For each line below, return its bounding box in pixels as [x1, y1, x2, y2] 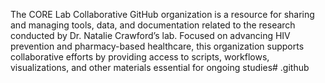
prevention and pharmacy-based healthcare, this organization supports [10, 40, 305, 52]
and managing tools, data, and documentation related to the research [10, 19, 296, 31]
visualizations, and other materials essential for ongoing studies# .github [10, 62, 310, 73]
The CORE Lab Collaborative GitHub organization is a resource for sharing [10, 9, 315, 20]
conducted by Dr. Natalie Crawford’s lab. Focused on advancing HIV [10, 30, 291, 41]
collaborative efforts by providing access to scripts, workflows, [10, 51, 270, 63]
